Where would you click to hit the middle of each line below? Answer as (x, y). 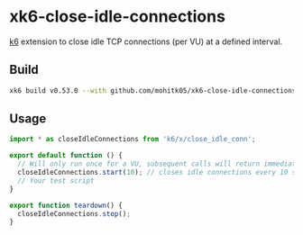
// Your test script (56, 181)
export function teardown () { (66, 205)
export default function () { (66, 156)
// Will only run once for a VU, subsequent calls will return (138, 164)
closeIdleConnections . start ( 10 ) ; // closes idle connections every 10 (153, 173)
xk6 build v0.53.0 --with (58, 90)
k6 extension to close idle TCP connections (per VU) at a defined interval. (146, 41)
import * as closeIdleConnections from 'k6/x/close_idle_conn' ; (133, 140)
